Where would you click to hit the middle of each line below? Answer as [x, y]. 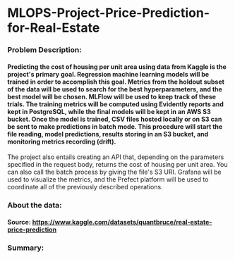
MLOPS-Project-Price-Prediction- [109, 13]
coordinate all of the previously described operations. [85, 187]
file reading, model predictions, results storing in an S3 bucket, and [108, 134]
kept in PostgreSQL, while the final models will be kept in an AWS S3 [109, 111]
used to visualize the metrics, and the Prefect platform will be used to [108, 179]
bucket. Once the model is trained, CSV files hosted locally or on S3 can [115, 119]
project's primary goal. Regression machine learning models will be [108, 74]
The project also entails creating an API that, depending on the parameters [116, 157]
